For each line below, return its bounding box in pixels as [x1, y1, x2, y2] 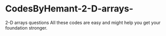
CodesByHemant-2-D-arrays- [5, 3, 133, 14]
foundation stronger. [5, 24, 48, 30]
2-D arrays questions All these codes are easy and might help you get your [5, 19, 161, 25]
